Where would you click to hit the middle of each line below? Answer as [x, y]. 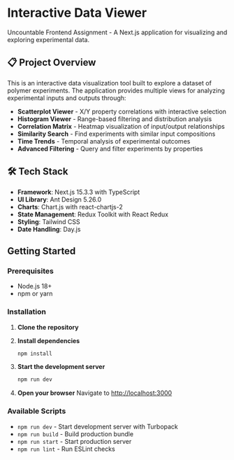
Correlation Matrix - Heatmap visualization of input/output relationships [121, 126]
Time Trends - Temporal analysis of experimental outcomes [104, 141]
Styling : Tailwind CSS [49, 221]
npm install [35, 354]
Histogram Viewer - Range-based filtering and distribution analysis [115, 119]
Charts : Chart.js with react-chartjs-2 [70, 207]
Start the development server [61, 367]
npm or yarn [35, 294]
